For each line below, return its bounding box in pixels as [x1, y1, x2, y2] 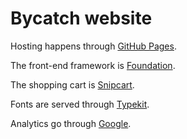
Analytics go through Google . [10, 117, 132, 129]
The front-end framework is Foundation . [10, 59, 176, 71]
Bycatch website [10, 7, 153, 30]
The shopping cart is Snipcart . [10, 78, 135, 91]
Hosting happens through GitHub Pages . [10, 40, 177, 52]
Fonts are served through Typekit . [10, 98, 150, 110]
